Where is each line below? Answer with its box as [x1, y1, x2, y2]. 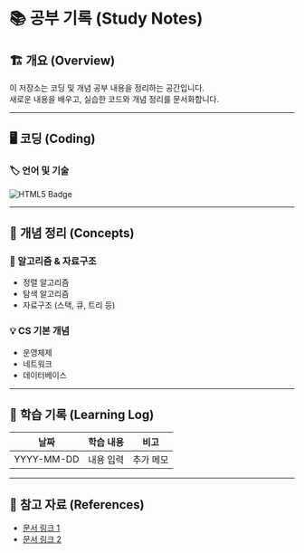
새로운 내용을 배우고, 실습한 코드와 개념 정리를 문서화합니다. [9, 94, 220, 104]
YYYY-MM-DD [14, 453, 80, 466]
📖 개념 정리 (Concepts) [9, 225, 135, 241]
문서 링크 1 [22, 522, 61, 534]
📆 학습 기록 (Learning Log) [9, 407, 155, 423]
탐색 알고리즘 [22, 289, 70, 300]
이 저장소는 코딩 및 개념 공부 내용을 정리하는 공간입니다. [9, 82, 205, 93]
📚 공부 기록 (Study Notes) [9, 8, 204, 29]
